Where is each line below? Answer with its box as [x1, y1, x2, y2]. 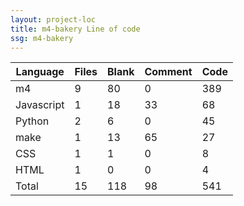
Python [15, 114, 50, 128]
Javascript [15, 98, 65, 112]
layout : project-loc [10, 14, 97, 25]
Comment [144, 65, 193, 79]
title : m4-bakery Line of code [10, 24, 141, 34]
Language [15, 65, 65, 79]
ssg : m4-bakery [10, 33, 74, 43]
